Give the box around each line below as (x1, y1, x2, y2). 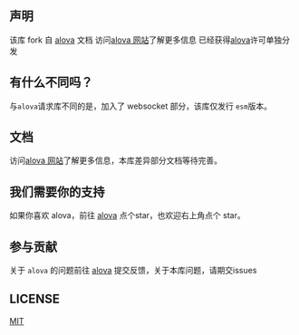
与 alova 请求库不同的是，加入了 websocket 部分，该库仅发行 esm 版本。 (9, 100, 272, 111)
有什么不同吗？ (9, 75, 93, 91)
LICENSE (9, 292, 61, 307)
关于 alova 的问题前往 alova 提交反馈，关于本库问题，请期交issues (9, 265, 257, 276)
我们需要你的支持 (9, 184, 105, 199)
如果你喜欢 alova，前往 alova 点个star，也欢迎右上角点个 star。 (9, 210, 246, 221)
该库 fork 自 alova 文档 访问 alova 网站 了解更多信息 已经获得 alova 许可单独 (9, 34, 283, 45)
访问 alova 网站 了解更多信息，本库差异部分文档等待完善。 (9, 155, 222, 166)
